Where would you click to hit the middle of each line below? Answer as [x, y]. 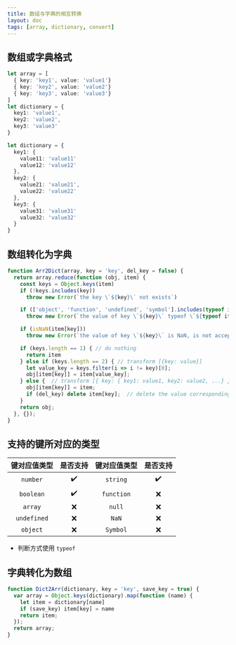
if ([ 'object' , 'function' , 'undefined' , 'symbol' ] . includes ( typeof [122, 310]
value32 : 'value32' [48, 218]
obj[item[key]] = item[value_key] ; [78, 375]
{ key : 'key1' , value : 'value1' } [63, 81]
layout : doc [25, 20]
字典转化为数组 [40, 572]
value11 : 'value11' [48, 158]
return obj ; [37, 407]
